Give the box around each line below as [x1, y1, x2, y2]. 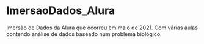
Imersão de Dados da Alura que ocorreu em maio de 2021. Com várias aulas [6, 24, 199, 31]
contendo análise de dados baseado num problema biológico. [6, 30, 162, 37]
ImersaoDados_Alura [6, 4, 115, 18]
